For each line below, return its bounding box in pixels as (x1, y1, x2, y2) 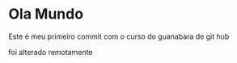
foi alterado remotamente (8, 47, 93, 57)
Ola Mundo (8, 5, 83, 23)
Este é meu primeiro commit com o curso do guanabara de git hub (8, 31, 230, 41)
